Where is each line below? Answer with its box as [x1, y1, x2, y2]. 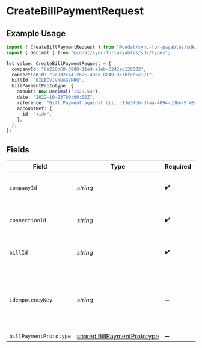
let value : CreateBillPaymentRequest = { [6, 60, 112, 67]
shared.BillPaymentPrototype [76, 332, 159, 340]
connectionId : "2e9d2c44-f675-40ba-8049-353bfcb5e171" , [11, 72, 155, 78]
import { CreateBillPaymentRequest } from [6, 44, 114, 50]
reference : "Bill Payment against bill [17, 99, 117, 106]
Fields [6, 144, 30, 155]
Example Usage [6, 28, 66, 39]
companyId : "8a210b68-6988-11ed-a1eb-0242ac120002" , [11, 66, 147, 72]
